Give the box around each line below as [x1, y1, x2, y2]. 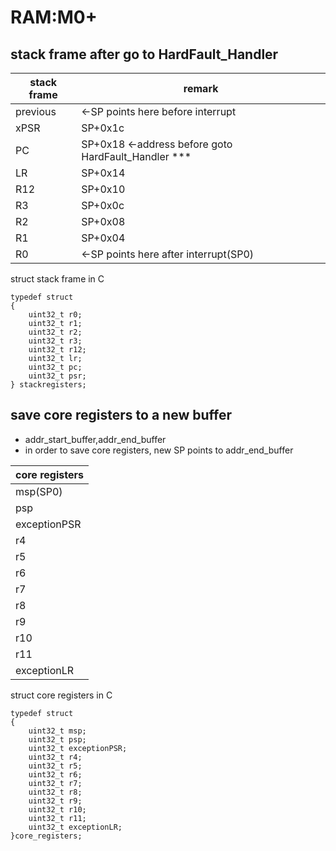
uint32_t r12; [28, 345, 87, 355]
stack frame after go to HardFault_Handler [10, 46, 279, 63]
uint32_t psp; [28, 734, 87, 745]
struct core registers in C [10, 689, 113, 701]
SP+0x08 [81, 215, 126, 228]
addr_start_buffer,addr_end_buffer [24, 433, 167, 445]
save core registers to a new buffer [10, 407, 232, 424]
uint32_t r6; [28, 769, 83, 780]
